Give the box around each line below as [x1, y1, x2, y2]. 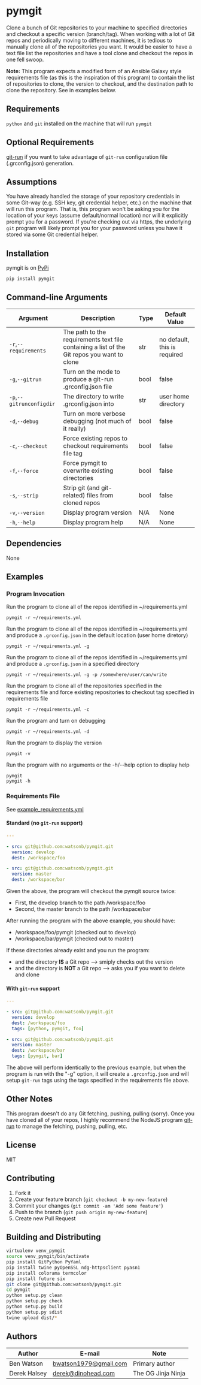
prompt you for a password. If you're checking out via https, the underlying [6, 218, 191, 225]
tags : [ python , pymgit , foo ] [11, 1025, 84, 1031]
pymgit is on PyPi [6, 264, 49, 271]
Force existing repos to [63, 434, 127, 442]
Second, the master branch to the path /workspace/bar [14, 906, 151, 912]
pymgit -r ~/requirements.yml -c [6, 707, 90, 713]
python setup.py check [6, 1298, 63, 1304]
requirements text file [63, 335, 123, 343]
